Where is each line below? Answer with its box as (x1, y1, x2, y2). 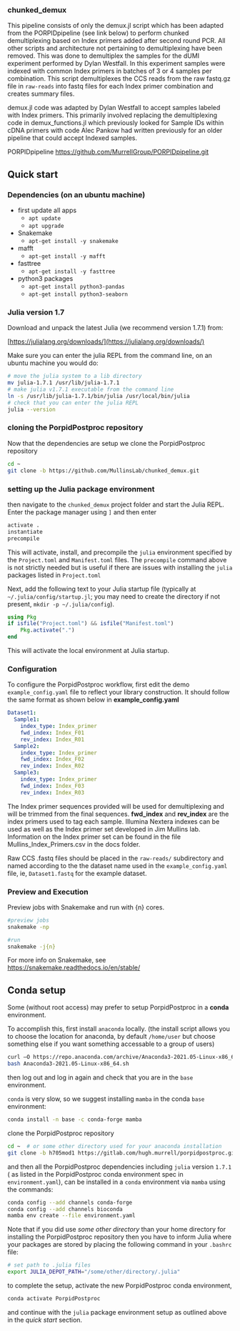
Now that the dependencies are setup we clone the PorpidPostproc (7, 439, 206, 447)
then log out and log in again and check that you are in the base (7, 1073, 194, 1082)
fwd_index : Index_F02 (20, 756, 84, 763)
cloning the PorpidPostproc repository (7, 423, 144, 433)
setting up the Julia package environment (7, 484, 155, 494)
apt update (28, 214, 61, 222)
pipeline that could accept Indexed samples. (7, 134, 138, 142)
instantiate (7, 528, 43, 535)
